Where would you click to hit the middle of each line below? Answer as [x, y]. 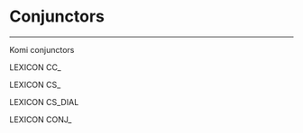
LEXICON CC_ [35, 67]
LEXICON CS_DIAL [44, 102]
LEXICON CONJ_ [41, 120]
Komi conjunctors [42, 49]
